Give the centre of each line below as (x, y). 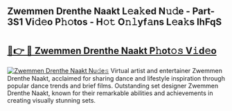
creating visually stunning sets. (51, 100)
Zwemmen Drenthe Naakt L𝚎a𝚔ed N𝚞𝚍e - (99, 11)
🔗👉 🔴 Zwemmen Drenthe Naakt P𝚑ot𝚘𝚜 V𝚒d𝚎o (112, 51)
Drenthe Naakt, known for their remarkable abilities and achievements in (110, 93)
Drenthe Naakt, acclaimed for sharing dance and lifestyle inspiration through (116, 78)
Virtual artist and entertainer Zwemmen (167, 71)
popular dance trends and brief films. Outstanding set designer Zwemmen (113, 86)
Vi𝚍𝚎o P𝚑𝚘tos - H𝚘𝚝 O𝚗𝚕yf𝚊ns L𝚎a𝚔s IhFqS (124, 22)
